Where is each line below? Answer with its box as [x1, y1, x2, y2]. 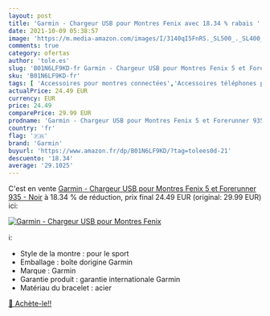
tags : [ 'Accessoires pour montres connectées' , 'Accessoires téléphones [8, 79, 257, 87]
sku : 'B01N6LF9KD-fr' [8, 72, 81, 80]
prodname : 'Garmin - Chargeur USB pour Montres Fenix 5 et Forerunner [8, 117, 250, 125]
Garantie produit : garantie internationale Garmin [19, 275, 181, 285]
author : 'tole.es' [8, 57, 70, 65]
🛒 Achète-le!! [8, 299, 52, 309]
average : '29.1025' [8, 162, 74, 170]
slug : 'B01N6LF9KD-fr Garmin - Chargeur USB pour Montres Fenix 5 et [8, 64, 247, 73]
